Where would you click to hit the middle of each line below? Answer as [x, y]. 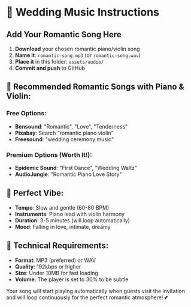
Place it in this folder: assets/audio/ [59, 62]
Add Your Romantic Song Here [64, 35]
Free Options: [26, 114]
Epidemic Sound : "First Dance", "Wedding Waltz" [76, 168]
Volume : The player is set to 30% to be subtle [72, 279]
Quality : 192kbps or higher [48, 266]
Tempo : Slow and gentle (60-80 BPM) [62, 207]
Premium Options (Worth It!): [49, 154]
